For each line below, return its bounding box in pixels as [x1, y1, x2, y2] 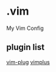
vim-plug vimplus [6, 58, 50, 65]
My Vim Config [6, 24, 44, 32]
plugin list [6, 42, 44, 52]
